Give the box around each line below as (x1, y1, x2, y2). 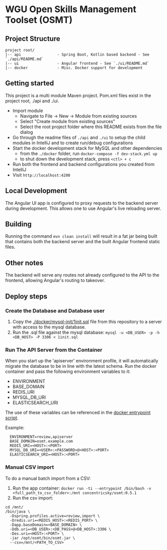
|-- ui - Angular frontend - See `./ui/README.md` (5, 61, 150, 66)
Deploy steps (5, 292, 48, 301)
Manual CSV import (5, 464, 54, 471)
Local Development (5, 187, 67, 195)
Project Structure (5, 34, 60, 43)
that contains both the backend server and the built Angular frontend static (5, 239, 160, 245)
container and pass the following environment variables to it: (5, 368, 131, 374)
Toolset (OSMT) (5, 14, 73, 26)
